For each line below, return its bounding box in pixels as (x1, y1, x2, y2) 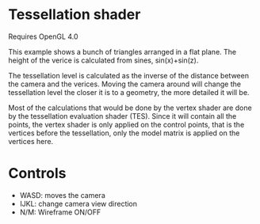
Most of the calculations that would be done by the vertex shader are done (8, 103, 252, 112)
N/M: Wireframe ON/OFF (19, 207, 101, 217)
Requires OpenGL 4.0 (8, 32, 78, 41)
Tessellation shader (8, 6, 141, 24)
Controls (8, 165, 67, 183)
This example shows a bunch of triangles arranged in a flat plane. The (8, 47, 236, 56)
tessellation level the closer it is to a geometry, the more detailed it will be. (8, 87, 250, 97)
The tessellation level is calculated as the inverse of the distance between (8, 70, 250, 80)
